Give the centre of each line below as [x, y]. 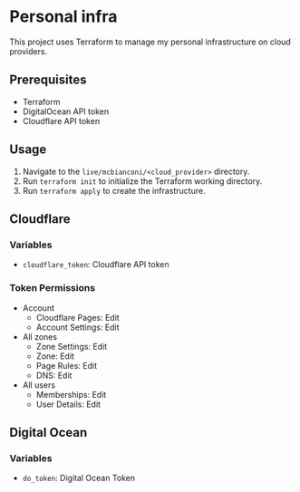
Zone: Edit [55, 356]
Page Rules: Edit [67, 365]
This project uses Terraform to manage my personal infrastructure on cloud [150, 42]
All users [39, 385]
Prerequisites [48, 80]
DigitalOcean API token [66, 111]
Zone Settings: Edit [72, 346]
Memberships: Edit [71, 394]
